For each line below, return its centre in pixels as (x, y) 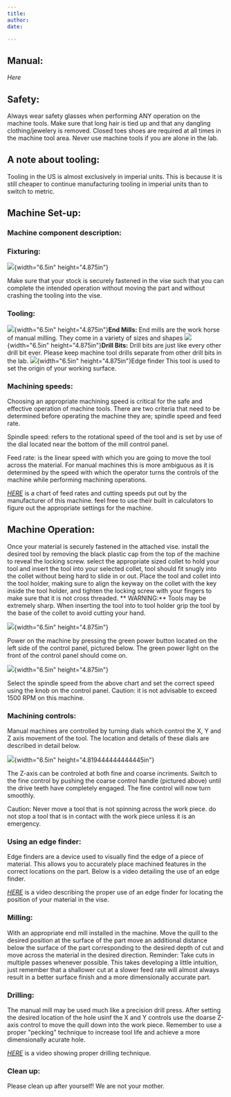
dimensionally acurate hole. (46, 1040)
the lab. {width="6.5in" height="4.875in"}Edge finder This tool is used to (113, 361)
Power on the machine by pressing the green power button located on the (112, 640)
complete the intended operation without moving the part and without (106, 288)
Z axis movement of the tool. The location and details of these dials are (108, 738)
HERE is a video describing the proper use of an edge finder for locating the (115, 892)
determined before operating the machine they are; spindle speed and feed (114, 416)
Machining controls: (42, 715)
